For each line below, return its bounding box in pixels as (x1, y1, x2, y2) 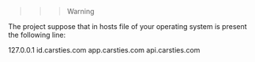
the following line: (8, 31, 66, 39)
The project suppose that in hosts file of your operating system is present (8, 22, 247, 31)
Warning (66, 7, 95, 16)
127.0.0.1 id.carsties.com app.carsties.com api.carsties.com (8, 46, 201, 54)
